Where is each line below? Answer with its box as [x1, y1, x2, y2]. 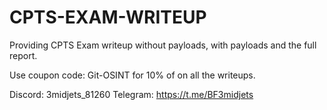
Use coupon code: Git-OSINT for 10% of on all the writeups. [9, 69, 256, 81]
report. [9, 49, 38, 61]
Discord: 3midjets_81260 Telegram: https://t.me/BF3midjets [9, 88, 254, 100]
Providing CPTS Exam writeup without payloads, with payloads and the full [9, 39, 317, 51]
